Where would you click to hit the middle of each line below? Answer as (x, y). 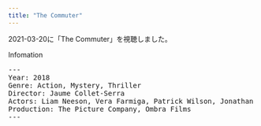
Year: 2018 (29, 77)
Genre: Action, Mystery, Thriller (75, 85)
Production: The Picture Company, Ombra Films (100, 109)
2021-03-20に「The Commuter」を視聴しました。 (90, 39)
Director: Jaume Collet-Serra (67, 93)
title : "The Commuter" (45, 15)
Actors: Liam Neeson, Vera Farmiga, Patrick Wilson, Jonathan (131, 101)
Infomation (26, 54)
